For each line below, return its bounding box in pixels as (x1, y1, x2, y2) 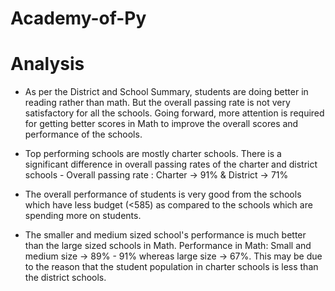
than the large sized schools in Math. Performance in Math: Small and (24, 240, 312, 252)
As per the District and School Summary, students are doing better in (24, 86, 309, 98)
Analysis (10, 53, 85, 76)
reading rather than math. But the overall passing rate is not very (24, 97, 291, 109)
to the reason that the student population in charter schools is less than (24, 261, 319, 273)
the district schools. (24, 272, 107, 284)
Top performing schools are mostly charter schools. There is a (24, 148, 282, 160)
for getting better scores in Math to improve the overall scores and (24, 118, 299, 130)
